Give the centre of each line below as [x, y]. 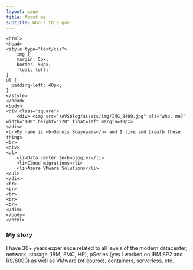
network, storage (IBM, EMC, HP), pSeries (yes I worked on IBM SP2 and [94, 254]
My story [19, 235]
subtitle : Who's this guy [38, 22]
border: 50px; [34, 65]
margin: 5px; [33, 60]
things [14, 137]
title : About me [26, 17]
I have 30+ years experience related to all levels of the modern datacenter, [97, 248]
